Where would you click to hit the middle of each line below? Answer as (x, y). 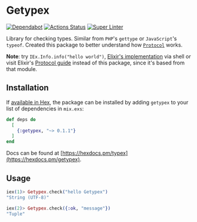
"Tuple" (16, 214)
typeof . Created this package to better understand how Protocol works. (95, 45)
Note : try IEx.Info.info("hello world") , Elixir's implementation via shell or (98, 56)
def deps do (21, 119)
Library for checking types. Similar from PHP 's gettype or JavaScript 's (92, 38)
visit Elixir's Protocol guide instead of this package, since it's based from (96, 63)
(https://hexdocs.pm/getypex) (43, 159)
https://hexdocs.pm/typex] (95, 153)
